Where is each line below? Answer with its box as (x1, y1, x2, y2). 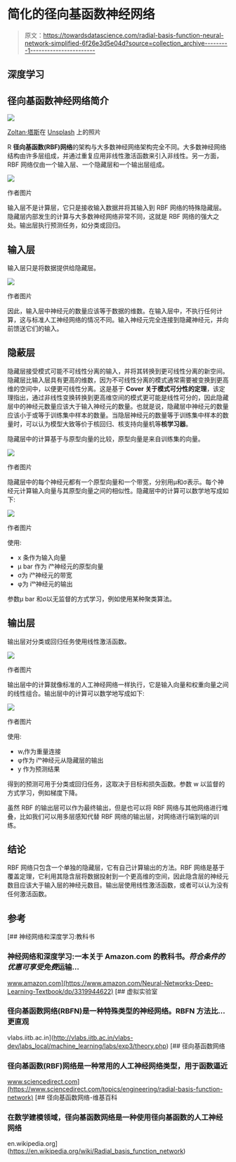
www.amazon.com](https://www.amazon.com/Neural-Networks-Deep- (7, 978, 214, 987)
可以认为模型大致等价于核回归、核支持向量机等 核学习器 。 (25, 419, 192, 428)
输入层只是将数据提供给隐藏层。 (7, 263, 100, 272)
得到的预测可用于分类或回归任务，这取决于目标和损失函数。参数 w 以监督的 (7, 779, 225, 788)
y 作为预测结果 (17, 765, 60, 773)
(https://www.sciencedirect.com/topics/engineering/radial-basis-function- (7, 1085, 223, 1094)
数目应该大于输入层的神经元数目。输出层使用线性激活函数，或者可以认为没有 (7, 881, 229, 890)
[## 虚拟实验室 (114, 987, 158, 995)
